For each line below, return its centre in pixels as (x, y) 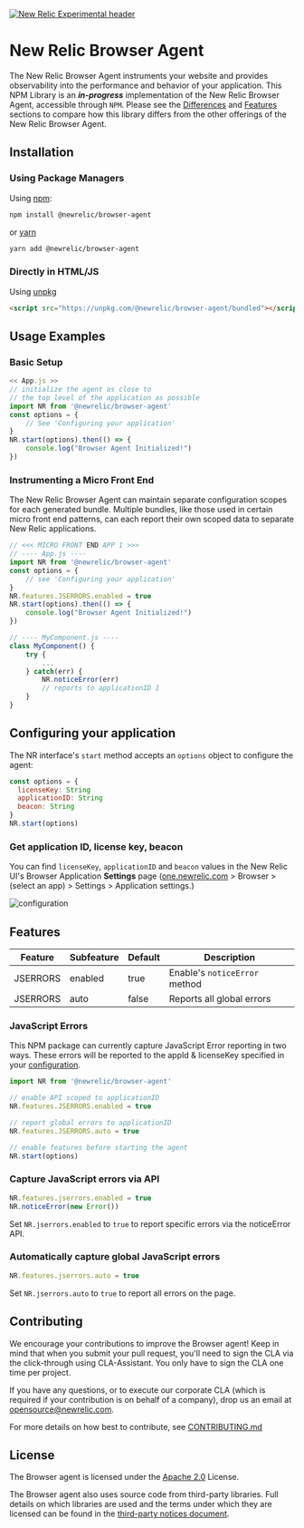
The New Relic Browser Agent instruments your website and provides (139, 75)
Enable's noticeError (214, 973)
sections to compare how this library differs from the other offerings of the (148, 114)
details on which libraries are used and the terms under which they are (141, 1504)
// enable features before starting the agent (99, 1147)
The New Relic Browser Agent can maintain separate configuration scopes (148, 500)
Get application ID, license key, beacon (96, 846)
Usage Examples (57, 336)
